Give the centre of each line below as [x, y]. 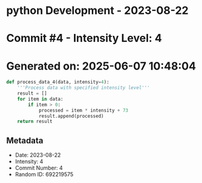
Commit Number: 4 [39, 168]
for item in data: [40, 99]
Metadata [25, 140]
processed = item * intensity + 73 [83, 110]
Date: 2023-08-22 [38, 155]
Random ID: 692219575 [44, 175]
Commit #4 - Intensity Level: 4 [84, 38]
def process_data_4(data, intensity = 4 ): [58, 82]
